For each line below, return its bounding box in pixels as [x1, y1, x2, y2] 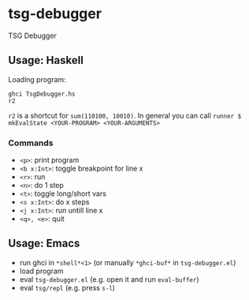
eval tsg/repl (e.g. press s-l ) [19, 283, 116, 292]
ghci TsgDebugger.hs [8, 90, 76, 98]
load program [19, 266, 65, 276]
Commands [8, 137, 54, 148]
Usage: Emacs [8, 237, 80, 250]
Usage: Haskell [8, 54, 84, 67]
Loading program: [8, 74, 67, 84]
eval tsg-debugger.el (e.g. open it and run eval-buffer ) [19, 274, 199, 284]
